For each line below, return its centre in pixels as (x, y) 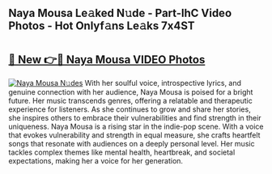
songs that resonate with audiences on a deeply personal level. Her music (132, 144)
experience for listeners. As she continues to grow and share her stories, (130, 109)
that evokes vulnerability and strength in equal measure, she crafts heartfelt (134, 135)
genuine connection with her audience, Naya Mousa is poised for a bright (131, 92)
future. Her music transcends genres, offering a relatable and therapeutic (130, 101)
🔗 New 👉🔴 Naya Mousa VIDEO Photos (107, 59)
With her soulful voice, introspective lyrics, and (163, 83)
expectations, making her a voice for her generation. (96, 161)
